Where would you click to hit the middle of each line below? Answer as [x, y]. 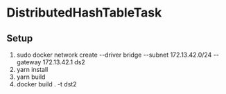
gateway [29, 62]
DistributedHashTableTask [84, 13]
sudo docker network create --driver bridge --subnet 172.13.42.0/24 [114, 55]
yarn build [31, 77]
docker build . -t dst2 [46, 84]
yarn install [32, 69]
